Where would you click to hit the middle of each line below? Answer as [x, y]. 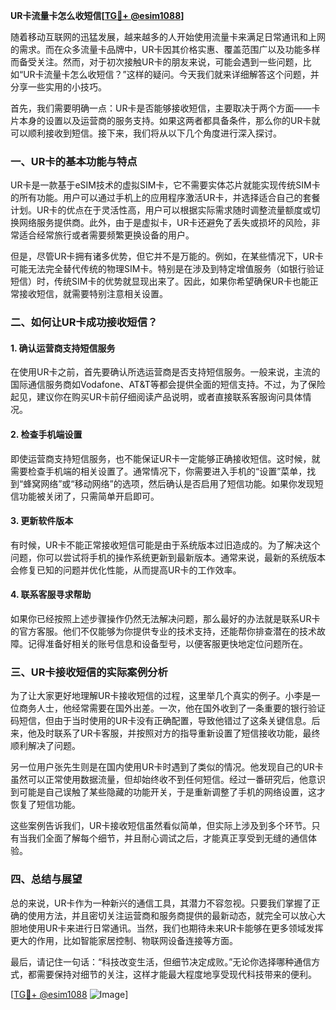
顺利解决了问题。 [45, 746]
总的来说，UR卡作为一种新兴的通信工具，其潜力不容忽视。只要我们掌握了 [161, 903]
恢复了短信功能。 [45, 805]
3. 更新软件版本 [42, 521]
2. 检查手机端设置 [46, 435]
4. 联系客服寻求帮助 [51, 595]
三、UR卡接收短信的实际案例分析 [89, 672]
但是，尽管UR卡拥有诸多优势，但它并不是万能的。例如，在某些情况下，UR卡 [167, 256]
